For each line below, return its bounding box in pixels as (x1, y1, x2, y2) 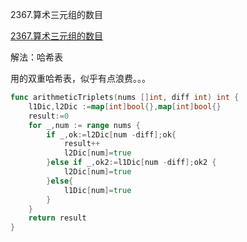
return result (28, 213, 87, 223)
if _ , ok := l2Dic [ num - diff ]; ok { (46, 129, 177, 140)
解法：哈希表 (10, 51, 63, 63)
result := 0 (28, 111, 70, 121)
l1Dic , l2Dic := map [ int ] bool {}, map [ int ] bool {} (28, 101, 222, 112)
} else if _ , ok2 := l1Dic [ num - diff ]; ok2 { (46, 158, 217, 168)
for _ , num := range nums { (28, 120, 141, 130)
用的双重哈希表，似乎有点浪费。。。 (10, 73, 151, 84)
